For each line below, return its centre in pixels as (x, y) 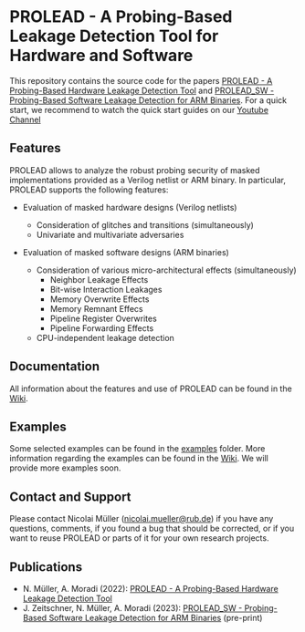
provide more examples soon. (65, 468)
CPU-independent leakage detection (105, 337)
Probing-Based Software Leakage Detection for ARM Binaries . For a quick (148, 100)
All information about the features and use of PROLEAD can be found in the (151, 389)
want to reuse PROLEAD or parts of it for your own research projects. (139, 538)
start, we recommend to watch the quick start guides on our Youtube (139, 109)
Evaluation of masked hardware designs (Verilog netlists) (130, 207)
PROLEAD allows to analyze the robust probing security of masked (135, 170)
